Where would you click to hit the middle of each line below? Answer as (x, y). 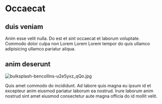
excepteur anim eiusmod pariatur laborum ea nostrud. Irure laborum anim (79, 91)
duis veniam (24, 27)
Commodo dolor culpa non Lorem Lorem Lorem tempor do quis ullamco (78, 44)
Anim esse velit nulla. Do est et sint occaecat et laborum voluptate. (72, 38)
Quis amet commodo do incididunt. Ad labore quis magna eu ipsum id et (78, 85)
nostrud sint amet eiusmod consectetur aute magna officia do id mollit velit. (81, 96)
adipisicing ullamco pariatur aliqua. (40, 49)
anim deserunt (28, 64)
